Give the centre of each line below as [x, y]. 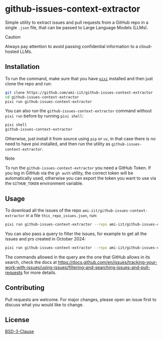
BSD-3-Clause [19, 332]
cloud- [146, 46]
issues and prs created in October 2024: [45, 238]
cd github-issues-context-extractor [42, 97]
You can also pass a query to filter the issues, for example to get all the [76, 234]
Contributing [25, 288]
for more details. [40, 272]
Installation [22, 67]
